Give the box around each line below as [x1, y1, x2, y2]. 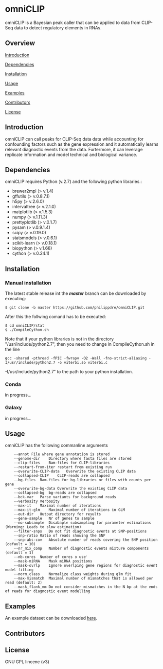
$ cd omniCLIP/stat [5, 323, 45, 328]
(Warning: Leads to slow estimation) [5, 525, 82, 530]
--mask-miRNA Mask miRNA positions [14, 559, 92, 564]
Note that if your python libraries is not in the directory [5, 336, 114, 342]
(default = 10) [5, 542, 36, 547]
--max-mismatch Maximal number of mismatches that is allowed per [14, 576, 153, 581]
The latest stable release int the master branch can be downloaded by [5, 290, 146, 296]
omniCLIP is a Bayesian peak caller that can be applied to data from [5, 20, 141, 25]
